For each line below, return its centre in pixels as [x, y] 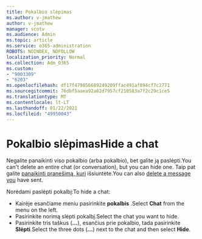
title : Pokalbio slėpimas [39, 12]
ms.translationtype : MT [37, 97]
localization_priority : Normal [46, 57]
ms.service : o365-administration [49, 46]
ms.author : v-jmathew [34, 18]
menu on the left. [37, 210]
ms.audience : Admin [31, 35]
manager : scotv [26, 29]
